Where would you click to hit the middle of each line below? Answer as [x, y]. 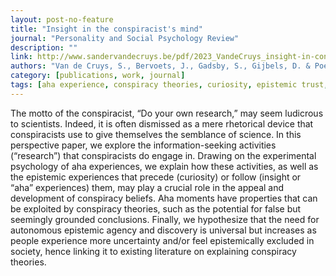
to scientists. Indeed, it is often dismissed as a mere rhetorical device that [162, 123]
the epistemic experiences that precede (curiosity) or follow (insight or [156, 177]
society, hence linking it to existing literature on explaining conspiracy [153, 251]
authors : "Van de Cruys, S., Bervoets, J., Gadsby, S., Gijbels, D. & [160, 66]
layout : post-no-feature [62, 19]
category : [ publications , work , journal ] [98, 76]
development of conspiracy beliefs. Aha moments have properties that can [164, 198]
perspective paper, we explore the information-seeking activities [143, 145]
